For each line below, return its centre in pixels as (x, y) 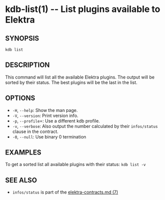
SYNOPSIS (22, 38)
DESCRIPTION (27, 65)
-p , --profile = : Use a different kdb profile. (56, 120)
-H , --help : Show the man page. (45, 110)
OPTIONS (20, 98)
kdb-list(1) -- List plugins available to (83, 9)
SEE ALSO (21, 180)
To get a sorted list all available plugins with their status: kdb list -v (76, 164)
